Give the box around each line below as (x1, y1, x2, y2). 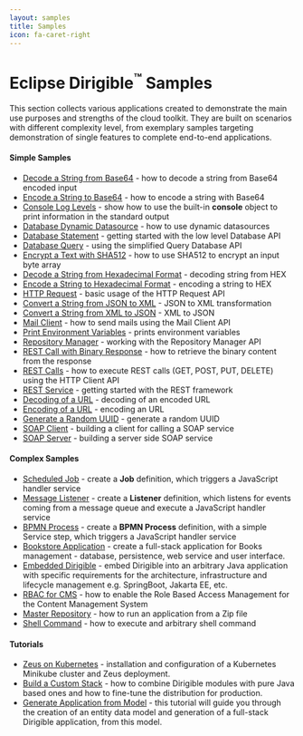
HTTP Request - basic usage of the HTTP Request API (22, 287, 226, 299)
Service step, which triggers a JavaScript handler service (22, 531, 237, 542)
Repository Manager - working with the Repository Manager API (22, 336, 261, 347)
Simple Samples (9, 152, 71, 163)
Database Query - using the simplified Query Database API (22, 239, 242, 250)
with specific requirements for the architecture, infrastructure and (22, 570, 268, 581)
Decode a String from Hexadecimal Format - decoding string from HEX (22, 268, 287, 279)
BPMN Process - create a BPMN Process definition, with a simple (22, 522, 267, 533)
